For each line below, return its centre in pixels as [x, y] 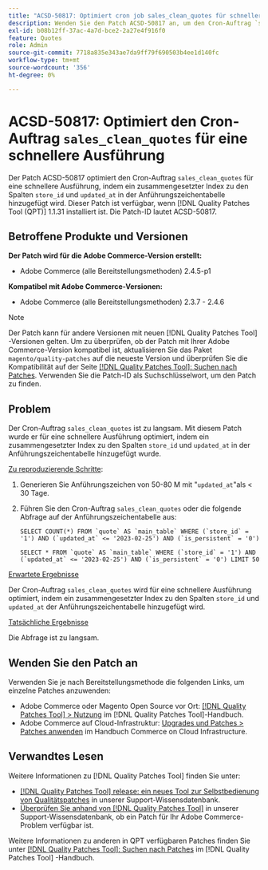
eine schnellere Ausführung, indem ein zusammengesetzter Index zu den [128, 186]
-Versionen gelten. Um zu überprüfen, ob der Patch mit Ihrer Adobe [119, 342]
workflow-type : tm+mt [44, 61]
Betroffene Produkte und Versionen [99, 236]
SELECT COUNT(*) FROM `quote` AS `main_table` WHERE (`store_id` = [134, 532]
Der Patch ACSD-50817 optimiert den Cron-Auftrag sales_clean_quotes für [131, 177]
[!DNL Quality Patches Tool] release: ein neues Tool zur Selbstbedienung [139, 791]
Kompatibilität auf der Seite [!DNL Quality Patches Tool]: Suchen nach [123, 367]
